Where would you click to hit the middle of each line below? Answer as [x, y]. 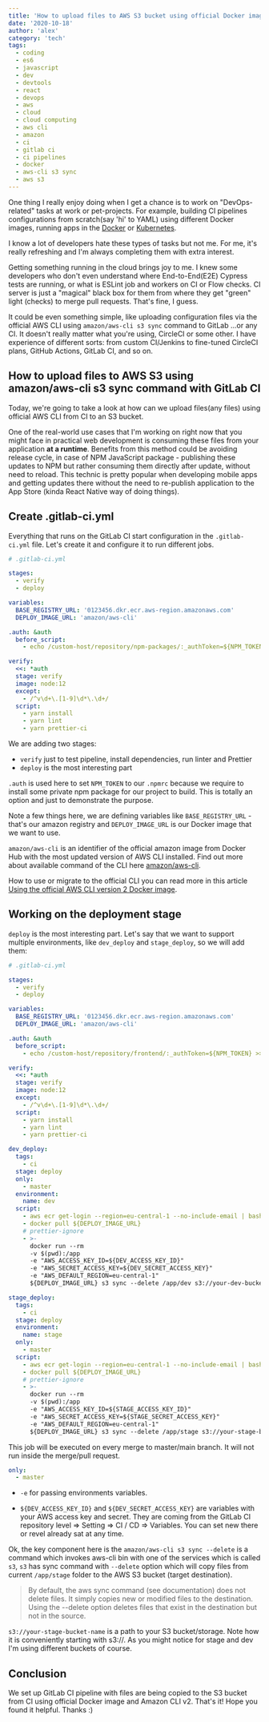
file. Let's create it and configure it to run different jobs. [123, 544]
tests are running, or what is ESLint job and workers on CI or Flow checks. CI [134, 284]
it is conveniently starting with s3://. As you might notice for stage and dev [131, 1640]
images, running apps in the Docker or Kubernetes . [92, 227]
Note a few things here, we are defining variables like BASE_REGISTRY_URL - [130, 816]
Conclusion [38, 1674]
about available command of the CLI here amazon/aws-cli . [105, 865]
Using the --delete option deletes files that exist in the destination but [143, 1608]
